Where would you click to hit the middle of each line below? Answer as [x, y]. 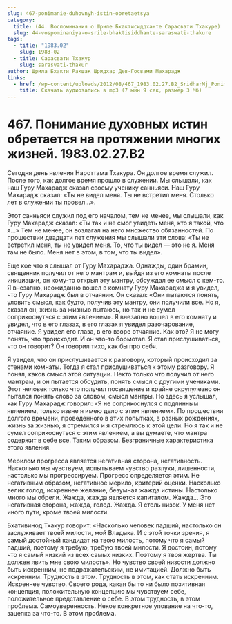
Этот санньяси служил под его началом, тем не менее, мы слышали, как [115, 216]
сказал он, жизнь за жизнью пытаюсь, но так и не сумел [91, 310]
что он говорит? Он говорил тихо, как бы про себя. [83, 346]
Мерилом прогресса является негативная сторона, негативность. [105, 461]
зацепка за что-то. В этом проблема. [62, 614]
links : [17, 78]
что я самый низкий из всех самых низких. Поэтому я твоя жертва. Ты [112, 555]
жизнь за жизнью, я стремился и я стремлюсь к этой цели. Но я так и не [115, 425]
